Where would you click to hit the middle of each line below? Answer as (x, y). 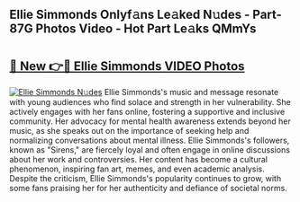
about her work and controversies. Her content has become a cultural (139, 159)
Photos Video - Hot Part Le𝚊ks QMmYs (146, 29)
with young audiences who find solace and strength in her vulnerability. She (150, 102)
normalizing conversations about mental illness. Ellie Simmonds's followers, (150, 140)
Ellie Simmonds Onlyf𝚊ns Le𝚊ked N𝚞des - (130, 15)
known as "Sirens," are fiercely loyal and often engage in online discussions (150, 150)
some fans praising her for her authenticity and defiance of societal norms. (149, 188)
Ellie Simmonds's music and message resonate (191, 92)
